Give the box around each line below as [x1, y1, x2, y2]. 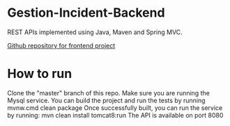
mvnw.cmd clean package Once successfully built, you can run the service [7, 103, 223, 112]
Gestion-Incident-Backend [7, 5, 165, 21]
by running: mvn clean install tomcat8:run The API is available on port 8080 [7, 111, 224, 119]
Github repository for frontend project [7, 41, 116, 49]
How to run [7, 66, 72, 81]
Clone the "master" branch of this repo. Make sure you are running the [7, 88, 210, 97]
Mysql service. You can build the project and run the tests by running [7, 96, 206, 104]
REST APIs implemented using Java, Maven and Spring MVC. [7, 28, 183, 36]
